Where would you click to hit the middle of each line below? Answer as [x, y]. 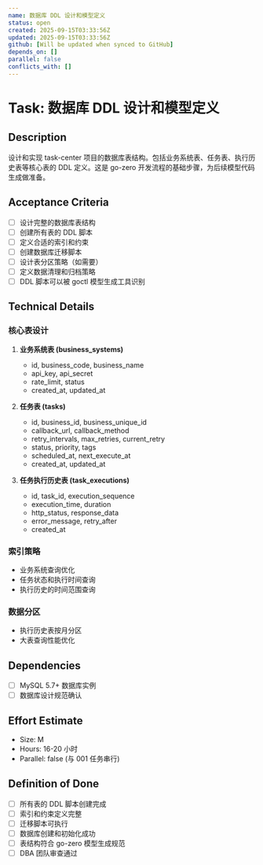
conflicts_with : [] [40, 67]
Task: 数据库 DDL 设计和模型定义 [114, 108]
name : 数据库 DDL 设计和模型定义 [57, 15]
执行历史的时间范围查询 [57, 589]
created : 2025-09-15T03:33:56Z [59, 30]
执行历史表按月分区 [51, 630]
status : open [29, 23]
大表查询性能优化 [47, 640]
